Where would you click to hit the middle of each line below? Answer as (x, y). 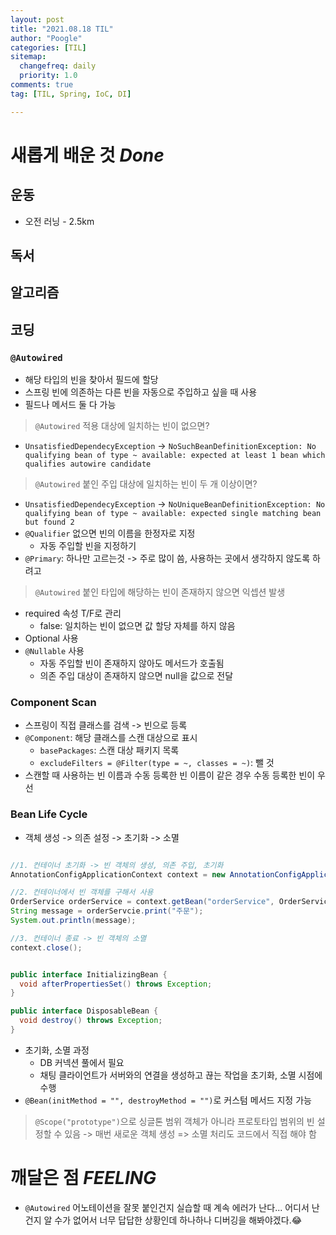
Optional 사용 (51, 638)
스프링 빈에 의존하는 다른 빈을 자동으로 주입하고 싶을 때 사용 (141, 392)
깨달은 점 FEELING (83, 1178)
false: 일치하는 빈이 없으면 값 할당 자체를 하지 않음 (137, 626)
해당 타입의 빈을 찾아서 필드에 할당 (91, 380)
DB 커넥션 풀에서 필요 (82, 1062)
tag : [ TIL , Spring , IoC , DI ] (71, 94)
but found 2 (49, 522)
